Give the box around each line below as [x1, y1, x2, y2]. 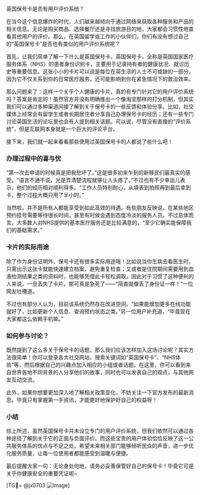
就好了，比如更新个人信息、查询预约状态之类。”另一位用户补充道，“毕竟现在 [6, 308, 191, 315]
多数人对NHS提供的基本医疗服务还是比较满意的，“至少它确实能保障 [21, 219, 187, 226]
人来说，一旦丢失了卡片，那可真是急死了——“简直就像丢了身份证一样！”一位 [6, 280, 193, 287]
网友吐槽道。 [6, 287, 37, 294]
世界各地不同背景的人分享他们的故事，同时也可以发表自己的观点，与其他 [11, 368, 189, 376]
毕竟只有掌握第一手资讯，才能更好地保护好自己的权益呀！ [16, 396, 158, 403]
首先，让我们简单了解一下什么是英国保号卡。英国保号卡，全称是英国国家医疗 [6, 53, 194, 60]
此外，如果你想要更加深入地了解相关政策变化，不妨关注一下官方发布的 [6, 389, 179, 396]
